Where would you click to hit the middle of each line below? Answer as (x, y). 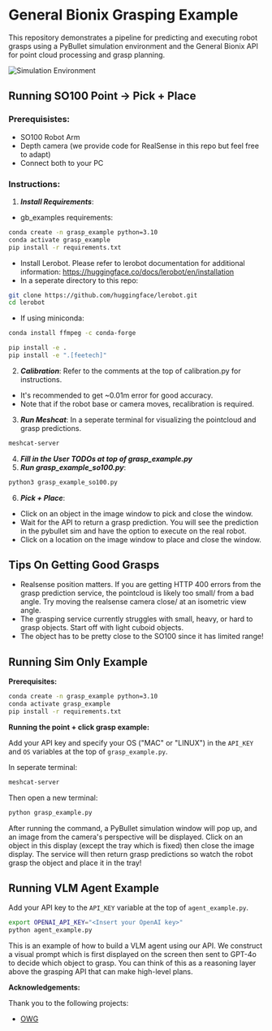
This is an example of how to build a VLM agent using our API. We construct (136, 946)
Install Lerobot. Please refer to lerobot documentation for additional (132, 263)
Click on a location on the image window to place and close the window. (141, 539)
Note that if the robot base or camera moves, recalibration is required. (137, 403)
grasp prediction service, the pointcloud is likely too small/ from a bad (137, 593)
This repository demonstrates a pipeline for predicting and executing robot (133, 37)
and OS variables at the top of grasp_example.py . (88, 751)
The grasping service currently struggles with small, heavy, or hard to (136, 619)
